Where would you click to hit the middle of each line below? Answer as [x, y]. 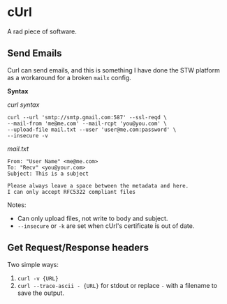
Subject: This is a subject [48, 174]
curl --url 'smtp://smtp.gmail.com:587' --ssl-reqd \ [87, 117]
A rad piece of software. [42, 31]
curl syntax [23, 105]
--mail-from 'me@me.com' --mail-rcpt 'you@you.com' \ [87, 123]
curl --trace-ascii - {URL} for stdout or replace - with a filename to [117, 285]
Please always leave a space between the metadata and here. [98, 185]
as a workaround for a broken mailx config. [69, 77]
